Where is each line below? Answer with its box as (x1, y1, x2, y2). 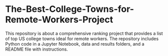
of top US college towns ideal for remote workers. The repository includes (5, 36, 159, 42)
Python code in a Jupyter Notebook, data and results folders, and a (5, 41, 145, 47)
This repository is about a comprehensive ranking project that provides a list (5, 30, 163, 36)
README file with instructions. (5, 46, 68, 52)
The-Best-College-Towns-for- (5, 3, 134, 15)
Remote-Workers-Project (5, 14, 113, 25)
